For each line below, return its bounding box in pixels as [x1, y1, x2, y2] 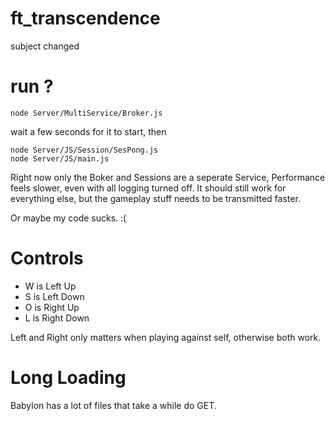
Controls [10, 247, 84, 270]
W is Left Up [24, 280, 77, 292]
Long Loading [10, 367, 127, 389]
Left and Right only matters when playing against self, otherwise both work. [10, 331, 322, 343]
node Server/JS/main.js [10, 153, 110, 164]
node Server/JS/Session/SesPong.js [10, 145, 159, 155]
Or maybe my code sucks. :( [10, 212, 127, 224]
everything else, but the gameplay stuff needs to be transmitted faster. [10, 192, 301, 204]
